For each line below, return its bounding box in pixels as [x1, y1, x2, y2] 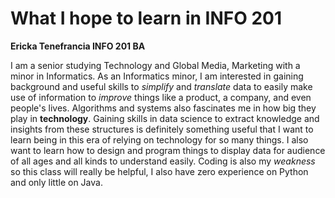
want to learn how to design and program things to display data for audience [10, 144, 326, 156]
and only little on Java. [10, 176, 103, 188]
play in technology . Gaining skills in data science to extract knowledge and [10, 112, 320, 124]
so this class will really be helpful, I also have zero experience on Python [10, 165, 309, 177]
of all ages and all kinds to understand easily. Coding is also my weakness [10, 155, 316, 167]
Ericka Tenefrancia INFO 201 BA [10, 40, 146, 52]
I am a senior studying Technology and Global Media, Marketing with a [10, 59, 301, 71]
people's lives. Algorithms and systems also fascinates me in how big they [10, 102, 317, 114]
